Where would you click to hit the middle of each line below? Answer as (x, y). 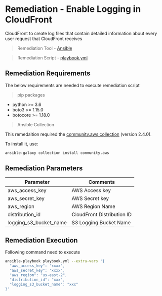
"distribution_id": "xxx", (37, 280)
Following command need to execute (43, 252)
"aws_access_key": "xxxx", (37, 266)
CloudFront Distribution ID (101, 215)
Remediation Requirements (48, 74)
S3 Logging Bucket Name (101, 223)
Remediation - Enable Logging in (73, 9)
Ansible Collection (36, 124)
